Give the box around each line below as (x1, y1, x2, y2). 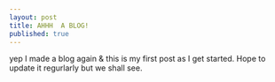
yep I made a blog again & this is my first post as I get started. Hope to (9, 54, 266, 64)
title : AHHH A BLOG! (9, 21, 90, 30)
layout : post (9, 12, 58, 22)
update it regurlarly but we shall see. (9, 63, 143, 73)
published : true (9, 29, 69, 38)
